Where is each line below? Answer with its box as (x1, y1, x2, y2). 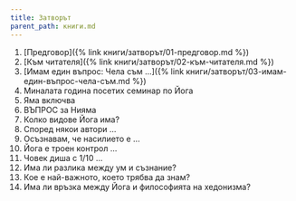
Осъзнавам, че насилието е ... (23, 133, 140, 144)
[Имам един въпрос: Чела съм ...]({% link (23, 65, 185, 77)
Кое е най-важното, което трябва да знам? (23, 171, 191, 182)
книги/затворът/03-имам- (186, 65, 288, 77)
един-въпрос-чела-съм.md (23, 75, 130, 86)
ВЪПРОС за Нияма (23, 104, 97, 115)
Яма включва (23, 94, 76, 105)
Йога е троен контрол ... (23, 142, 118, 154)
